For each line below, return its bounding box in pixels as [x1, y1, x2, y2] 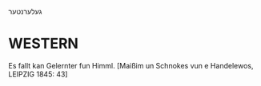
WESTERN [8, 35, 78, 53]
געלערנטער [8, 7, 42, 16]
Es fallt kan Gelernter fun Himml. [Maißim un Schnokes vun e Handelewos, [8, 61, 254, 70]
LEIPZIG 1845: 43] [8, 69, 68, 79]
